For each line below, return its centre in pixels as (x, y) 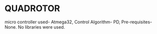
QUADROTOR (32, 8)
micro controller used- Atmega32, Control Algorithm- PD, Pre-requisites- (78, 22)
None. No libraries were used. (35, 27)
